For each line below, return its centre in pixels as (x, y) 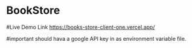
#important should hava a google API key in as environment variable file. (96, 38)
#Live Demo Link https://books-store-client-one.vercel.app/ (81, 27)
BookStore (33, 10)
